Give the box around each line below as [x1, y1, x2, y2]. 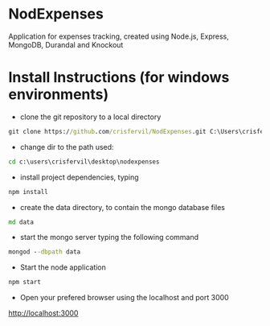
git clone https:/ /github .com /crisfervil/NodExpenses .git [8, 127, 207, 135]
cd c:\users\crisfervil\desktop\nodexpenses [8, 158, 160, 166]
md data [8, 218, 35, 226]
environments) [8, 85, 109, 104]
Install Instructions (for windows [8, 68, 230, 87]
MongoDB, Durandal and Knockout [8, 39, 124, 49]
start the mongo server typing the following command [19, 233, 199, 242]
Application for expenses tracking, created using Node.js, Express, [8, 31, 229, 41]
